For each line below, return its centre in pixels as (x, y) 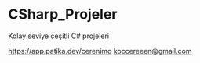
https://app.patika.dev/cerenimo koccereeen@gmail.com (100, 51)
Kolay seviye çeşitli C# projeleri (59, 36)
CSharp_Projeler (63, 14)
